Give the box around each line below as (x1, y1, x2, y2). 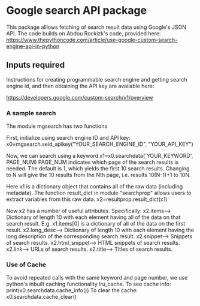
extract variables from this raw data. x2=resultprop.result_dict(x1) (6, 196, 168, 203)
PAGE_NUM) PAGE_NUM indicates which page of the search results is (6, 158, 179, 166)
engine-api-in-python (6, 43, 60, 50)
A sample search (6, 109, 56, 117)
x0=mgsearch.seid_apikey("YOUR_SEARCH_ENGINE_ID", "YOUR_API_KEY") (6, 140, 193, 148)
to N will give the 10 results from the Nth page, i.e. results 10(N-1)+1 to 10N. (6, 172, 191, 179)
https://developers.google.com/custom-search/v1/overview (6, 94, 153, 101)
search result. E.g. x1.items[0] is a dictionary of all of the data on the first (6, 220, 186, 227)
